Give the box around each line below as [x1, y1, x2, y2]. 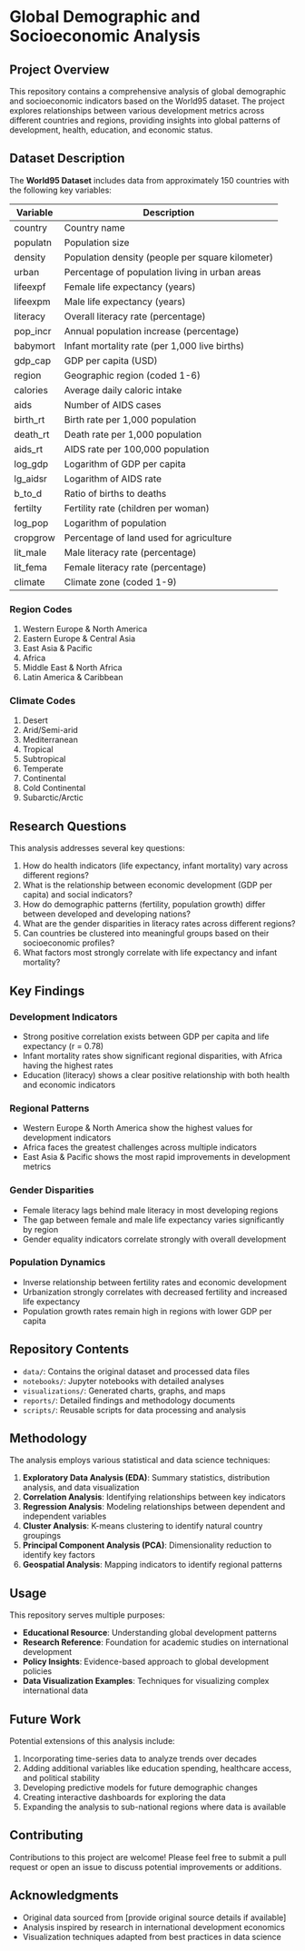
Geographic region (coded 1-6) [64, 369, 202, 381]
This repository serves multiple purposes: [9, 1609, 165, 1620]
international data [22, 1685, 89, 1696]
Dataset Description [9, 151, 125, 166]
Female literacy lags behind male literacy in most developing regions [22, 1204, 279, 1215]
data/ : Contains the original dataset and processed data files [22, 1365, 251, 1377]
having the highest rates [22, 1060, 113, 1071]
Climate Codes [9, 695, 76, 708]
